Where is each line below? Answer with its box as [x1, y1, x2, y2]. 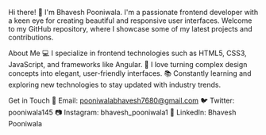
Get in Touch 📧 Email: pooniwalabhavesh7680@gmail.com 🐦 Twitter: [8, 96, 235, 105]
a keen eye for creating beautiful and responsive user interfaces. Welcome [8, 16, 253, 25]
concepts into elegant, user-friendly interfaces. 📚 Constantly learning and [8, 69, 252, 78]
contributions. [8, 32, 54, 42]
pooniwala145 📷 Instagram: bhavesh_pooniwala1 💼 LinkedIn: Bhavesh [8, 107, 237, 117]
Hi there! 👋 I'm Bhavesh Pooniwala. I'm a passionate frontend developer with [8, 8, 259, 17]
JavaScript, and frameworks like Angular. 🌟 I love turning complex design [8, 60, 248, 69]
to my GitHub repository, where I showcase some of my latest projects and [8, 24, 253, 33]
